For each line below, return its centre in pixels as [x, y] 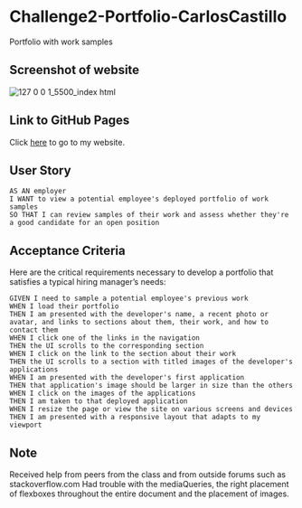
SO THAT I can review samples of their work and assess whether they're [149, 215]
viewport [26, 425]
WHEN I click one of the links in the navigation [105, 338]
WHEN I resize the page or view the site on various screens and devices [151, 409]
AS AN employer [38, 192]
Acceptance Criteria [67, 250]
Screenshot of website [75, 70]
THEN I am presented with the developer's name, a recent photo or [139, 315]
